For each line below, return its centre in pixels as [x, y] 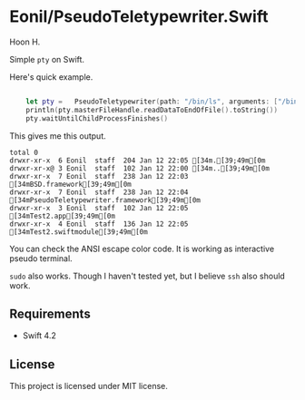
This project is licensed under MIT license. [89, 386]
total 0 [24, 152]
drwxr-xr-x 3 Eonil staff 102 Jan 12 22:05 [99, 208]
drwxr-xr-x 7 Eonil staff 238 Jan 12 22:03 [99, 176]
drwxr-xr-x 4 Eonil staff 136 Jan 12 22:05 [99, 224]
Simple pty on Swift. [47, 59]
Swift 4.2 [39, 336]
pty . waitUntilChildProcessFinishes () [97, 118]
